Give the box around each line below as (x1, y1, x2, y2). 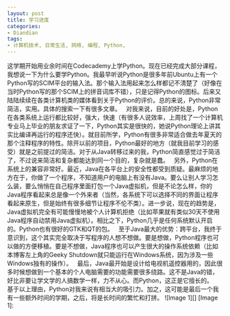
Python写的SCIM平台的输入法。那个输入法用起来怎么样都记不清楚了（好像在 (7, 79, 222, 87)
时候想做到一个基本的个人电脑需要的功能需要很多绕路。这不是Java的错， (12, 268, 219, 275)
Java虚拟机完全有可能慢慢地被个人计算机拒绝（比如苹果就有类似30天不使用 (7, 207, 220, 216)
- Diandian (7, 29, 38, 36)
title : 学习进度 (7, 16, 49, 23)
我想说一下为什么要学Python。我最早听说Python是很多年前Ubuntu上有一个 (7, 70, 218, 78)
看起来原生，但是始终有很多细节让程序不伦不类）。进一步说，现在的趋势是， (7, 199, 220, 207)
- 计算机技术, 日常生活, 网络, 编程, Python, (7, 42, 126, 49)
